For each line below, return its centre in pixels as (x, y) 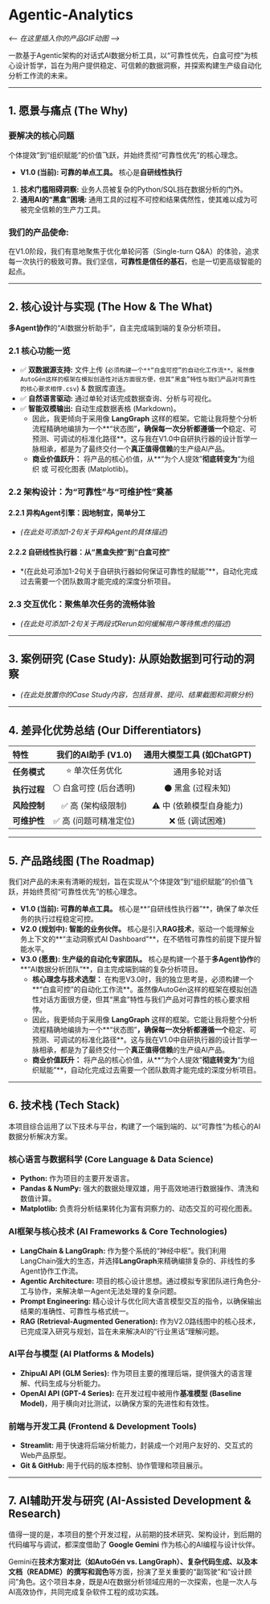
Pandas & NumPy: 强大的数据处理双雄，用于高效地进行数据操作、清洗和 (139, 1188)
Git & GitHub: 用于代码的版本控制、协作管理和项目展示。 (113, 1465)
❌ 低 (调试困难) (197, 821)
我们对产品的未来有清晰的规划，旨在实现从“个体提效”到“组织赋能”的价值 (127, 882)
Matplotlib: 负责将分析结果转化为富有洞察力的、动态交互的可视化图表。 (138, 1209)
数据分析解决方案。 (40, 1136)
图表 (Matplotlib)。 (102, 469)
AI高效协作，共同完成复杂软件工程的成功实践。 (86, 1592)
